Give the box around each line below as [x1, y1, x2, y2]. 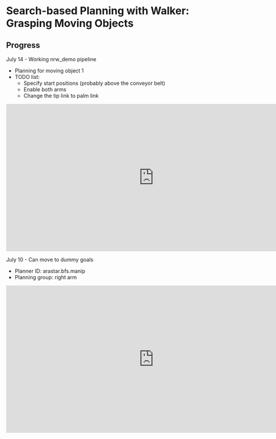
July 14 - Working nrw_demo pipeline [6, 56, 97, 62]
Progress [6, 40, 40, 50]
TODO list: [14, 74, 40, 80]
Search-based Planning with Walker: [6, 4, 190, 18]
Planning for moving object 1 [14, 67, 84, 74]
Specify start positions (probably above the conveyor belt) [23, 80, 166, 87]
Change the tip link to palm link [23, 93, 99, 99]
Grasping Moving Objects [6, 16, 134, 30]
